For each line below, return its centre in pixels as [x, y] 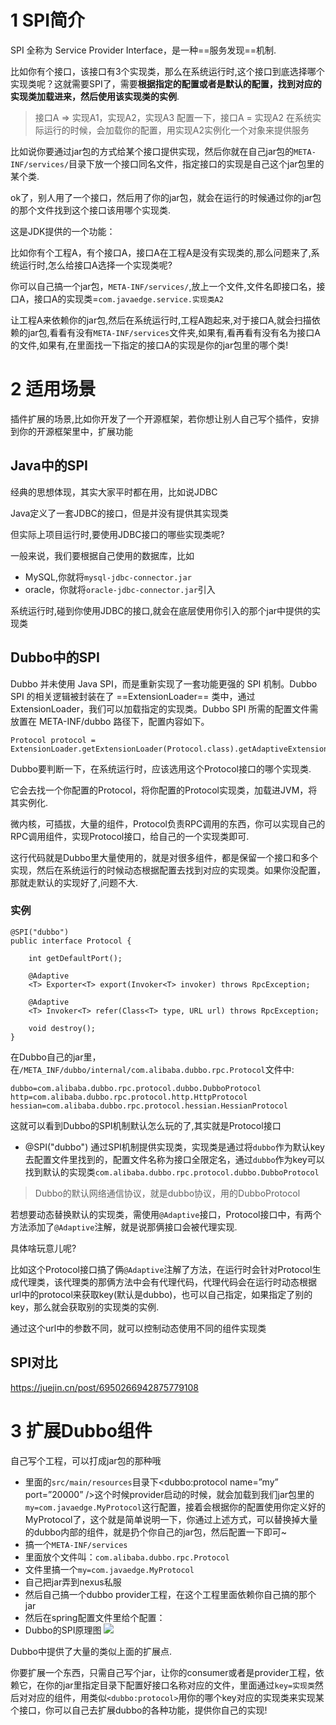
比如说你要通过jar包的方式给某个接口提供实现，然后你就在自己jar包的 [152, 151]
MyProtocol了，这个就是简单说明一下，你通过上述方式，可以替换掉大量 [171, 1519]
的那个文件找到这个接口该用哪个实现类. [91, 210]
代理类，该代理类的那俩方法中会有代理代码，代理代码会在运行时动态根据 [167, 1282]
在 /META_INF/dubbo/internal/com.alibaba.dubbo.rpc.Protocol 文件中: [152, 1069]
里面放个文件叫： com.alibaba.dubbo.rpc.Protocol [127, 1557]
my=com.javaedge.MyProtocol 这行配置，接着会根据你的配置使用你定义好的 [175, 1507]
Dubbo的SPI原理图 [63, 1630]
